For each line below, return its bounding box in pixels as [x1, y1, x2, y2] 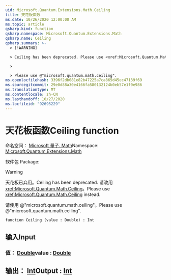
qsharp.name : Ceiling [5, 36, 51, 41]
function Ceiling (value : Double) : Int [5, 217, 95, 223]
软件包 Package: [5, 159, 40, 165]
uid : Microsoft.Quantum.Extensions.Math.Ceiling [5, 7, 110, 13]
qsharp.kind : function [5, 26, 53, 32]
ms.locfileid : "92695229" [5, 101, 60, 106]
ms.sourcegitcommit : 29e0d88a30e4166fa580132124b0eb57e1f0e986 [5, 82, 142, 88]
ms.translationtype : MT [5, 87, 56, 92]
